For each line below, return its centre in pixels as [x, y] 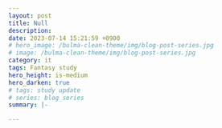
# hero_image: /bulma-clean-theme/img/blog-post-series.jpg [111, 46]
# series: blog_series [46, 98]
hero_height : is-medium [48, 75]
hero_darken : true [39, 82]
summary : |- [28, 105]
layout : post [30, 16]
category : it [30, 61]
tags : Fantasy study [43, 68]
